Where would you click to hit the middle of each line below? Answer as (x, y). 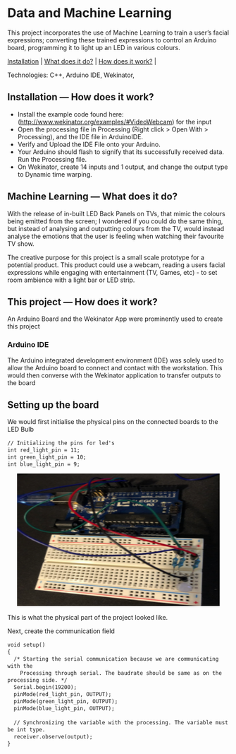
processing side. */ (38, 681)
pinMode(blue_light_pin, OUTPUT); (64, 709)
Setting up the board (53, 405)
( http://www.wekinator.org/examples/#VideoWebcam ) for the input (114, 122)
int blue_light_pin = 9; (44, 464)
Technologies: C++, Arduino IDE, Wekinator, (71, 75)
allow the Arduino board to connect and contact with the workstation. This (115, 367)
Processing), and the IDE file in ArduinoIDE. (80, 136)
